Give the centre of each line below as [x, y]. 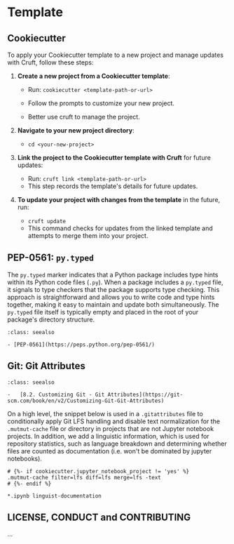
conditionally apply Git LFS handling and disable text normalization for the [114, 421]
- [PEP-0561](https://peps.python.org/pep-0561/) [81, 345]
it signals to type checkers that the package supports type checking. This [113, 289]
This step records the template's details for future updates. [113, 186]
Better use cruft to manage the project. [84, 117]
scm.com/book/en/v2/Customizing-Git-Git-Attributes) [86, 401]
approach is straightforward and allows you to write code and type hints [111, 297]
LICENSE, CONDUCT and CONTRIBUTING [99, 518]
